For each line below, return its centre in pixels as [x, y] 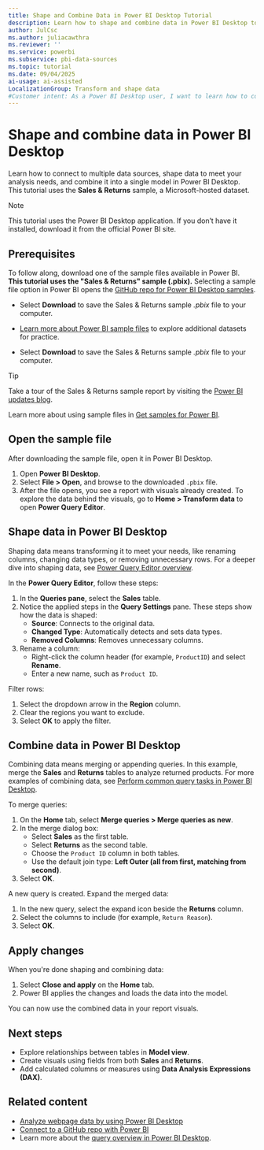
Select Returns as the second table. [89, 845]
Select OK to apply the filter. [65, 721]
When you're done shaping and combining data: [86, 970]
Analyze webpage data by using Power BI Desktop [101, 1121]
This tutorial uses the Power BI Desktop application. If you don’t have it [123, 221]
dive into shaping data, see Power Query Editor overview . [101, 567]
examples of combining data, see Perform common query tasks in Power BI [130, 781]
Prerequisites [42, 254]
